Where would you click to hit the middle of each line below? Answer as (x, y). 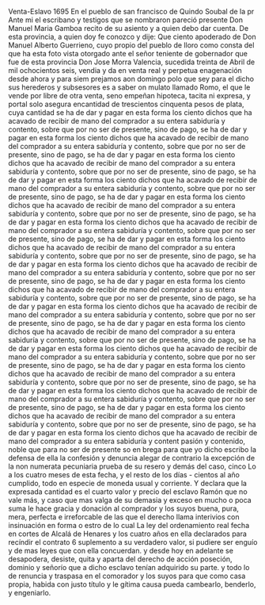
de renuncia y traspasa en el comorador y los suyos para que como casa (127, 576)
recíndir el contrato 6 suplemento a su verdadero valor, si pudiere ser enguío (133, 542)
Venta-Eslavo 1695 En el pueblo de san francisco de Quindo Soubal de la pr (131, 11)
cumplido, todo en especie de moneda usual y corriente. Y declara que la (128, 483)
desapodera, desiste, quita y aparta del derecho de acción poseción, (120, 559)
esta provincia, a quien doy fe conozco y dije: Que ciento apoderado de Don (132, 36)
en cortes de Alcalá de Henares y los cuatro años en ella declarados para (128, 534)
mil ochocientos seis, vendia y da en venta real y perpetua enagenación (125, 70)
